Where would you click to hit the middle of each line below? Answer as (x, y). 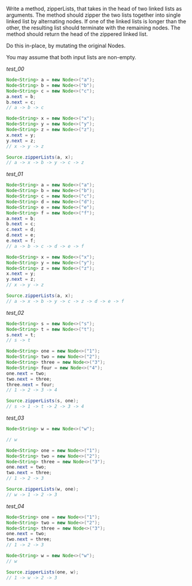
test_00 (15, 69)
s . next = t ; (21, 335)
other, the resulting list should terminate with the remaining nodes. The (93, 28)
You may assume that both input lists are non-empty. (71, 57)
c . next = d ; (21, 230)
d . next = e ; (21, 235)
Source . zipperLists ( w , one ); (42, 489)
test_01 (15, 174)
